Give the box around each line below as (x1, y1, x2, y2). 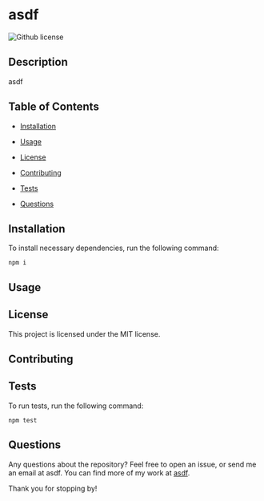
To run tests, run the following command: (8, 401, 144, 410)
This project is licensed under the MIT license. (8, 329, 161, 338)
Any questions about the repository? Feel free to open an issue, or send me (8, 459, 257, 469)
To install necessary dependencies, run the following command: (8, 243, 219, 253)
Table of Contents (8, 100, 100, 114)
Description (8, 55, 68, 69)
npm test (8, 416, 38, 424)
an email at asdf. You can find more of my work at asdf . (8, 467, 190, 478)
